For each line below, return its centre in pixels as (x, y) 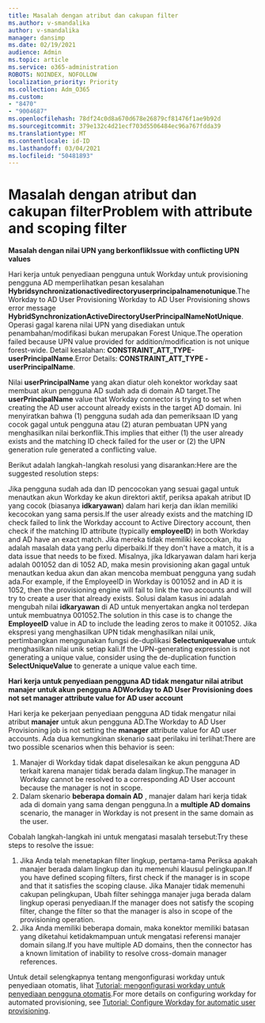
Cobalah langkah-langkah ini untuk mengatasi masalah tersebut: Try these (128, 837)
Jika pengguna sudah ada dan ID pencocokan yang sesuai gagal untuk (124, 489)
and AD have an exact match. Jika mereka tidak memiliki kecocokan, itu (125, 539)
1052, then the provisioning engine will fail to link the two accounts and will (130, 590)
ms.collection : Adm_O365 (49, 89)
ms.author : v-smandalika (49, 23)
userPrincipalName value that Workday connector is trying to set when (125, 399)
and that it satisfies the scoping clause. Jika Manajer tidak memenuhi (132, 886)
